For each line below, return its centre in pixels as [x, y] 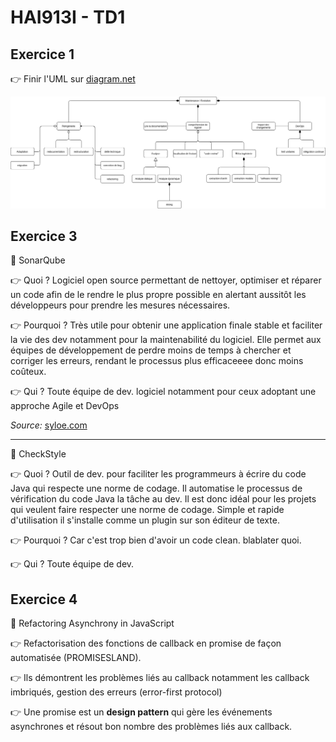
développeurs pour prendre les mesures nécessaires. [120, 305]
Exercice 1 [42, 54]
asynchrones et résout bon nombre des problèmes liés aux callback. [151, 727]
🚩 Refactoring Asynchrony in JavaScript [92, 623]
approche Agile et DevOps [65, 406]
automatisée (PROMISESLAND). [76, 658]
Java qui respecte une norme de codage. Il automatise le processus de [156, 488]
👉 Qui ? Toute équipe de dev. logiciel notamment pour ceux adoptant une [163, 392]
